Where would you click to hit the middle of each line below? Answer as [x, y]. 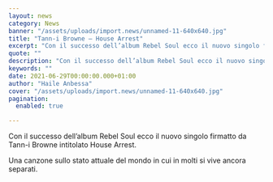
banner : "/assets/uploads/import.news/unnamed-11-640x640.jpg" [118, 31]
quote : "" [25, 53]
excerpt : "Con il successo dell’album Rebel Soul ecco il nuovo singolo [134, 46]
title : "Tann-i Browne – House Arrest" [76, 38]
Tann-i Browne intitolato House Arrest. [72, 145]
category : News [34, 23]
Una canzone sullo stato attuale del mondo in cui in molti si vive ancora [127, 161]
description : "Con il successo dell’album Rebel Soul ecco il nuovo [127, 61]
